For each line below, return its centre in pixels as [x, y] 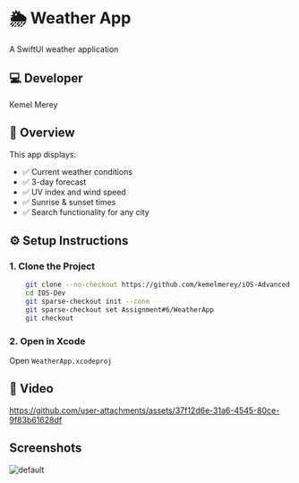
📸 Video [31, 388]
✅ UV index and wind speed [74, 192]
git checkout [50, 318]
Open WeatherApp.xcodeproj [60, 360]
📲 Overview [42, 133]
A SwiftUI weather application [64, 49]
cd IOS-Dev [46, 293]
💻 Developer [46, 78]
